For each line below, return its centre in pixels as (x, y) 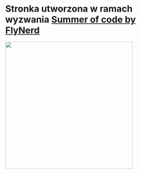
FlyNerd (22, 30)
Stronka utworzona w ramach (69, 9)
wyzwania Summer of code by (70, 20)
